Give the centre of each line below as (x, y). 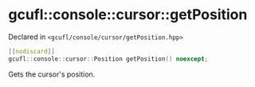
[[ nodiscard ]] (32, 51)
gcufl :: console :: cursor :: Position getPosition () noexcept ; (108, 59)
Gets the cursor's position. (52, 74)
